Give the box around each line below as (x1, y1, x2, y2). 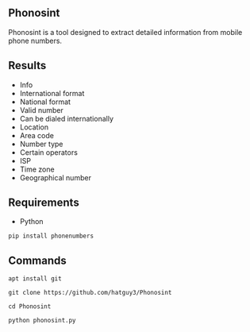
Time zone (19, 164, 55, 174)
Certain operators (19, 147, 78, 157)
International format (19, 88, 85, 98)
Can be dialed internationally (19, 114, 113, 123)
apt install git (8, 275, 62, 283)
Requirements (8, 196, 79, 210)
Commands (8, 253, 67, 267)
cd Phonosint (8, 303, 52, 311)
